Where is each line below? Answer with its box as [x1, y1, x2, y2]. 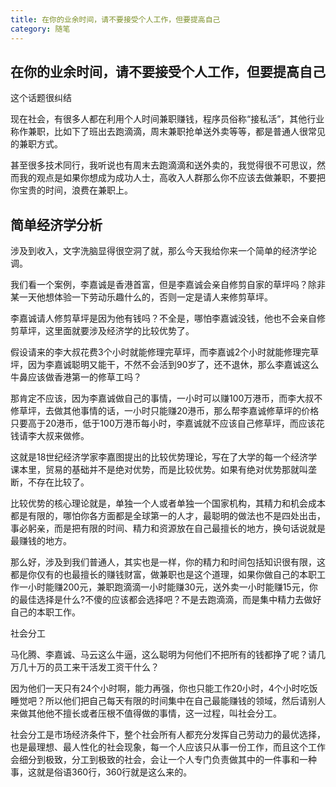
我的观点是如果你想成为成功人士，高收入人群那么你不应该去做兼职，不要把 [18, 172, 326, 184]
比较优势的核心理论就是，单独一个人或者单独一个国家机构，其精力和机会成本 [10, 497, 326, 510]
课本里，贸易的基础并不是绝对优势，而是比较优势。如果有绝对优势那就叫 [10, 464, 308, 476]
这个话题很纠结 [10, 92, 72, 104]
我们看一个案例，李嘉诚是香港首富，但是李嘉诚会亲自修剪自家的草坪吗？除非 [10, 279, 326, 291]
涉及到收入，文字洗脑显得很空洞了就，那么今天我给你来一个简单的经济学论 [10, 245, 317, 257]
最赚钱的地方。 [10, 535, 72, 547]
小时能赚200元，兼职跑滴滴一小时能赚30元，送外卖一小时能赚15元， [27, 581, 310, 593]
